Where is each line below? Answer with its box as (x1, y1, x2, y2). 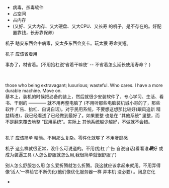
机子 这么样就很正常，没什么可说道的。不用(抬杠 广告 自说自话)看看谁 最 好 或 (5, 145, 163, 151)
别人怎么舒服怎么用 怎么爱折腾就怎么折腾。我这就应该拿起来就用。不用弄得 (5, 162, 161, 168)
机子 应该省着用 (5, 51, 38, 57)
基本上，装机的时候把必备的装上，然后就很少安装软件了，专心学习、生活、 (5, 93, 159, 100)
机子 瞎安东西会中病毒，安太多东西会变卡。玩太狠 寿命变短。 (5, 40, 131, 46)
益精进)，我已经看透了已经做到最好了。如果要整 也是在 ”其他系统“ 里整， (5, 113, 156, 118)
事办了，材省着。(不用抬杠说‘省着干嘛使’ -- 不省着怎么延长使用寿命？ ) (5, 62, 151, 67)
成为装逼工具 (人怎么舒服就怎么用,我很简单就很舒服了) (5, 152, 117, 157)
